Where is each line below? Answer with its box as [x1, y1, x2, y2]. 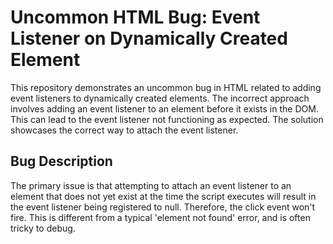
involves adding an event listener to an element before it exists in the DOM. [10, 102, 319, 115]
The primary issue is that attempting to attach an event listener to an [10, 179, 292, 191]
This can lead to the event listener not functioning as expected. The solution [10, 113, 324, 125]
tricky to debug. [10, 222, 76, 234]
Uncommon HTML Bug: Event [10, 6, 261, 29]
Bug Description [10, 153, 113, 170]
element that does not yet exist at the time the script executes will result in [10, 190, 317, 202]
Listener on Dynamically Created [10, 27, 288, 50]
